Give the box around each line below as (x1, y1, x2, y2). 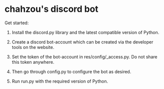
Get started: (4, 20, 29, 26)
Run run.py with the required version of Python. (11, 78, 108, 84)
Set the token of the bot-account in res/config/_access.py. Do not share (11, 53, 158, 60)
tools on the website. (11, 44, 55, 50)
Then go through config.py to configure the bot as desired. (11, 68, 131, 75)
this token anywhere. (11, 59, 55, 65)
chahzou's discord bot (4, 3, 98, 15)
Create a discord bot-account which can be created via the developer (11, 39, 154, 45)
